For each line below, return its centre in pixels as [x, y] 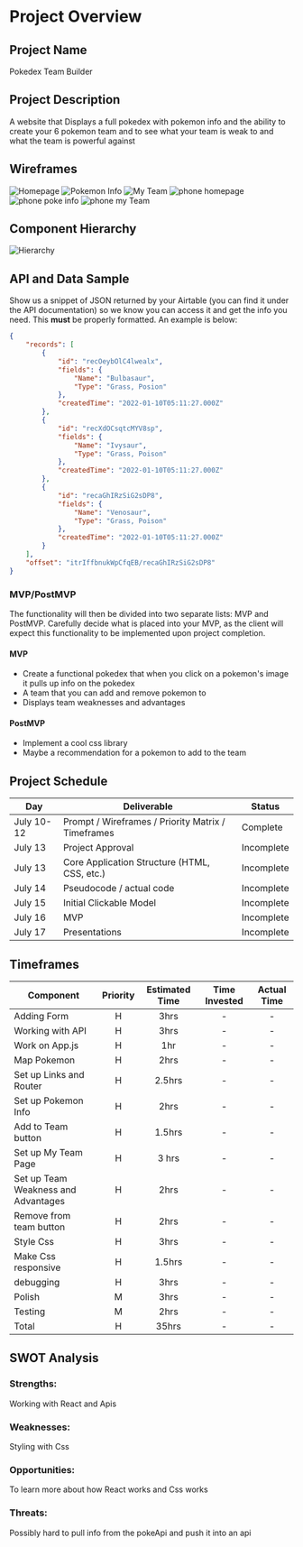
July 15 [30, 903]
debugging [37, 1282]
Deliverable [148, 806]
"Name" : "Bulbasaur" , [114, 378]
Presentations [92, 933]
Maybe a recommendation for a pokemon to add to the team [134, 753]
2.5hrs [169, 1080]
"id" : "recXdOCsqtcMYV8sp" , [110, 428]
